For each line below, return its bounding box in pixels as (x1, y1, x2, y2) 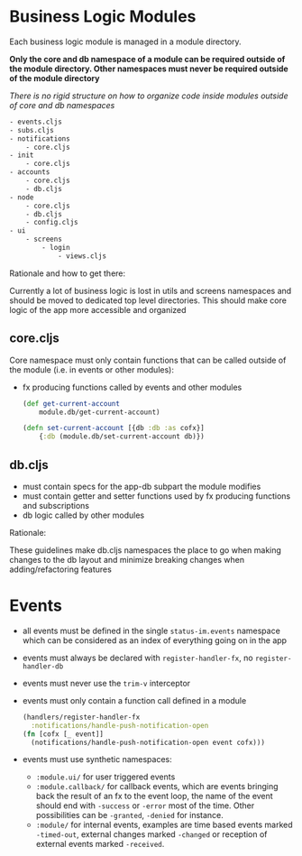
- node (9, 192, 34, 202)
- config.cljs (25, 218, 78, 227)
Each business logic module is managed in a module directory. (9, 36, 242, 47)
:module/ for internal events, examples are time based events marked (35, 819, 293, 831)
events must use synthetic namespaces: (22, 754, 173, 765)
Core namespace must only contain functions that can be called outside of (9, 354, 287, 365)
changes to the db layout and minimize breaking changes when (9, 554, 245, 565)
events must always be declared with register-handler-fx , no (22, 652, 254, 663)
